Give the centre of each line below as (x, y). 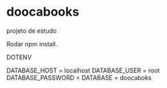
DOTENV (19, 57)
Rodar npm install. (32, 44)
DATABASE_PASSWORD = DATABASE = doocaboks (79, 77)
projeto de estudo (32, 31)
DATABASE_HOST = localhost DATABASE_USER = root (83, 70)
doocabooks (43, 12)
